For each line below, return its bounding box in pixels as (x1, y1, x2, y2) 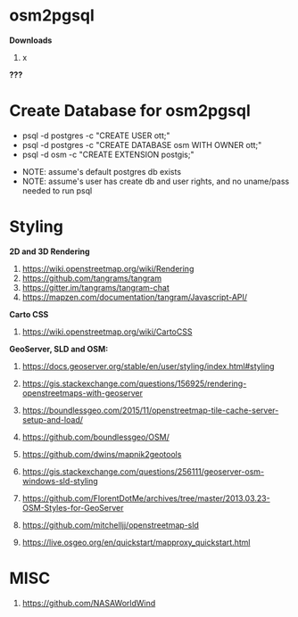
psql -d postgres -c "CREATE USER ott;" (21, 130, 170, 141)
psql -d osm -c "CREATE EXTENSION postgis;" (21, 149, 195, 160)
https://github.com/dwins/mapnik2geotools (21, 448, 182, 459)
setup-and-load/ (21, 414, 83, 424)
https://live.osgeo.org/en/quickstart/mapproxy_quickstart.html (21, 537, 251, 547)
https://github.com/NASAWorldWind (21, 597, 156, 608)
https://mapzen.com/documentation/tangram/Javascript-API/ (21, 292, 248, 302)
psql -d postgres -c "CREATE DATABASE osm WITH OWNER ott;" (21, 139, 262, 150)
